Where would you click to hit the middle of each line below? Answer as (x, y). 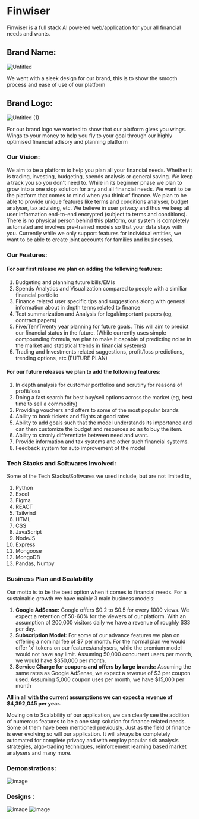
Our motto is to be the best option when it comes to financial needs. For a (97, 592)
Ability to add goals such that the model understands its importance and (104, 423)
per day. (26, 629)
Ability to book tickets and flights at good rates (72, 417)
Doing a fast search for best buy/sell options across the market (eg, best (104, 398)
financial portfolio (37, 295)
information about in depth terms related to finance (78, 307)
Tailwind (26, 513)
